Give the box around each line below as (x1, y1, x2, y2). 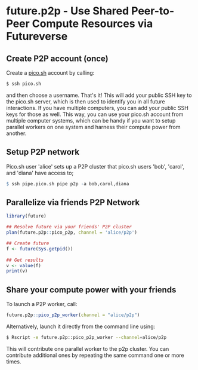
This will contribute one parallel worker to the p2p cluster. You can (6, 345, 169, 352)
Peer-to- (131, 4, 175, 18)
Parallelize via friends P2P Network (6, 197, 140, 207)
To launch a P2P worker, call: (6, 301, 78, 308)
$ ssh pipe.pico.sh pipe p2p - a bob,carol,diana (6, 181, 129, 186)
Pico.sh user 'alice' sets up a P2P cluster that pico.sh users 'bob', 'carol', (6, 163, 185, 170)
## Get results (6, 257, 44, 263)
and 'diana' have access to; (6, 169, 74, 176)
